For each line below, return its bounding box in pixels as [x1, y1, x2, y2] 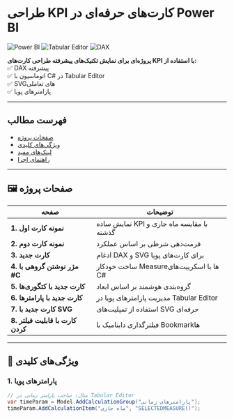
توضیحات [146, 207, 174, 217]
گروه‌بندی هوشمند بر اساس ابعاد [96, 281, 192, 291]
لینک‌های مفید [17, 148, 52, 156]
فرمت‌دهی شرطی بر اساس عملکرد [96, 238, 201, 248]
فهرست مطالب [7, 114, 68, 126]
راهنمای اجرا [17, 155, 50, 163]
